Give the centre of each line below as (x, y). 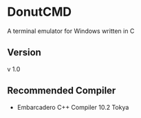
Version (24, 52)
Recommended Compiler (62, 91)
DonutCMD (40, 12)
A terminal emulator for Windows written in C (71, 31)
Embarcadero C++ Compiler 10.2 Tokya (73, 107)
